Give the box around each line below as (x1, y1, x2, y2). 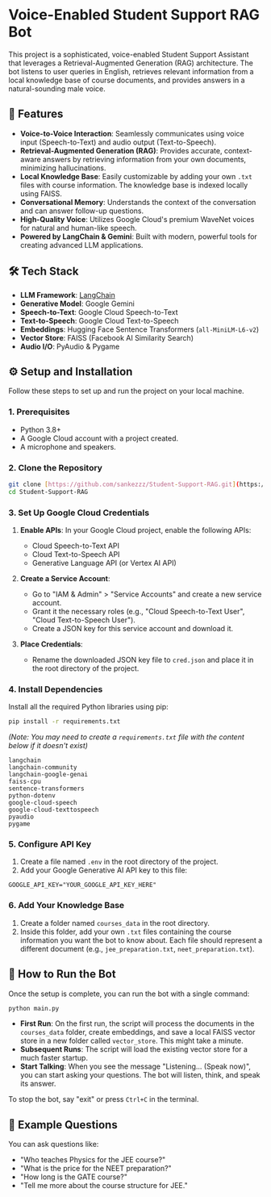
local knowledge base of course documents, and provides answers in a (8, 75, 245, 85)
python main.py (8, 1004, 60, 1012)
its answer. (19, 1079, 56, 1089)
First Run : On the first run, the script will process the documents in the (19, 1019, 255, 1028)
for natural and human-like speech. (19, 223, 137, 232)
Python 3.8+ (19, 425, 62, 434)
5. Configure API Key (8, 839, 92, 850)
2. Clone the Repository (8, 462, 103, 473)
